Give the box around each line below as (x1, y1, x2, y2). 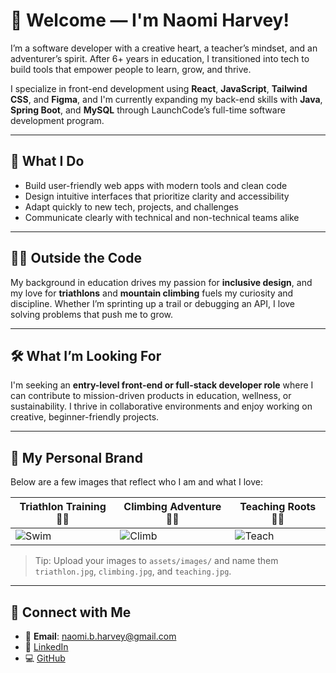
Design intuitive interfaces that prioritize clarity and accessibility (24, 190, 290, 202)
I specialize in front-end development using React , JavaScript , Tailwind (10, 82, 308, 94)
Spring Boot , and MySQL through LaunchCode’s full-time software (10, 104, 286, 116)
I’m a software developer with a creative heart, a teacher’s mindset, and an (10, 42, 318, 54)
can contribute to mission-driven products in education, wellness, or (10, 390, 292, 402)
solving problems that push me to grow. (10, 308, 174, 320)
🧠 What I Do (10, 153, 85, 170)
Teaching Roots (239, 500, 317, 514)
